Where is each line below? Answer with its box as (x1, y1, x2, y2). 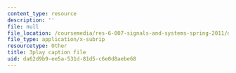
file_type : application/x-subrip (7, 36, 105, 43)
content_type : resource (7, 10, 77, 17)
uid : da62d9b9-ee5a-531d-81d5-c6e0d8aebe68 (7, 56, 137, 63)
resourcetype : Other (7, 42, 68, 49)
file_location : (7, 29, 52, 37)
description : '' (7, 17, 55, 24)
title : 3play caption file (7, 49, 86, 56)
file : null (7, 23, 39, 30)
